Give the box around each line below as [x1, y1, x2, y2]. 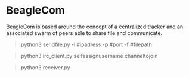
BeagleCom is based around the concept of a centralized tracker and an [6, 23, 184, 30]
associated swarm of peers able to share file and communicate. [6, 29, 163, 36]
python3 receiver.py [20, 63, 70, 71]
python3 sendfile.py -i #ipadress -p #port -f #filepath [20, 41, 152, 48]
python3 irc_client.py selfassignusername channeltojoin [20, 52, 158, 59]
